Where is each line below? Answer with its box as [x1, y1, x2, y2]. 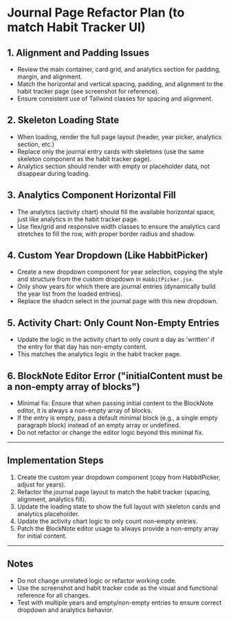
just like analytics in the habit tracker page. [16, 215, 139, 223]
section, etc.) [16, 140, 55, 148]
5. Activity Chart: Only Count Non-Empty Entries [7, 317, 220, 329]
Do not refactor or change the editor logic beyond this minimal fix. [16, 429, 204, 437]
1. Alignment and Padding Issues [7, 47, 150, 59]
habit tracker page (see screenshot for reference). [16, 88, 159, 95]
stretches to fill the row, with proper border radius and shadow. [16, 230, 196, 238]
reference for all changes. [16, 591, 91, 599]
